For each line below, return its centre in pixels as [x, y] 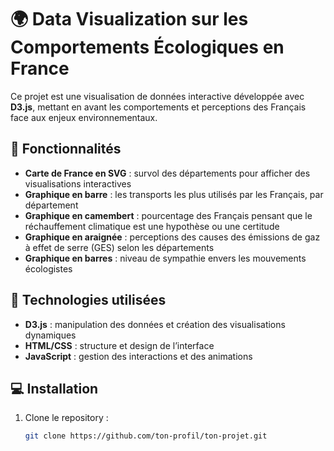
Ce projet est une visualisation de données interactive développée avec [157, 96]
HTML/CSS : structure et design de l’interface [119, 345]
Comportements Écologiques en [147, 47]
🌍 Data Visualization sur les [129, 19]
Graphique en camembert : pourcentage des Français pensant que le [168, 215]
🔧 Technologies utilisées [88, 300]
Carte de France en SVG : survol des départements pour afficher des [167, 173]
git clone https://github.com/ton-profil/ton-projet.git [146, 436]
